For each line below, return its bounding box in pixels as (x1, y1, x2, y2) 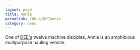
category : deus (5, 21, 37, 26)
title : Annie (5, 12, 32, 17)
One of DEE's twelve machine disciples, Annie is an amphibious (5, 34, 135, 40)
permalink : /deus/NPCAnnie (5, 16, 61, 21)
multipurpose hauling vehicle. (5, 40, 66, 46)
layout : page (5, 7, 32, 12)
